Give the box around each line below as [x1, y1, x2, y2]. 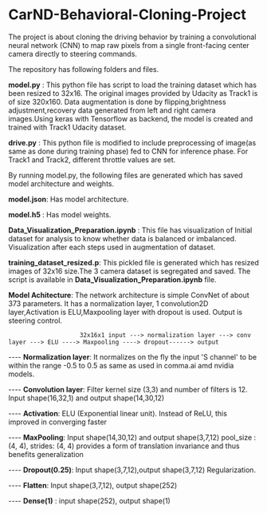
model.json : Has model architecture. [8, 194, 129, 204]
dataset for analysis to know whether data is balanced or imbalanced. [8, 233, 237, 243]
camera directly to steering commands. [8, 49, 138, 58]
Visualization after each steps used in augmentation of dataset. [8, 242, 216, 252]
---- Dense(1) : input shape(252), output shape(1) [8, 495, 171, 505]
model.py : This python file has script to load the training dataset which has [8, 80, 257, 89]
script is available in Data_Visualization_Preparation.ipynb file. [8, 274, 217, 284]
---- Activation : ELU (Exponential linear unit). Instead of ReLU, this [8, 408, 227, 418]
